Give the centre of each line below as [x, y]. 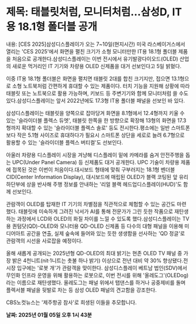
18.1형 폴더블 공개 [58, 27]
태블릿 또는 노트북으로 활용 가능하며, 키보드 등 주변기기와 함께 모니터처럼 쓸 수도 [97, 93]
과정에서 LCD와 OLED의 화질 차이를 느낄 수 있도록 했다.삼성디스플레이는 [99, 218]
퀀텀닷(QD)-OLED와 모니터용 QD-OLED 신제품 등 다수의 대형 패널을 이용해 [97, 226]
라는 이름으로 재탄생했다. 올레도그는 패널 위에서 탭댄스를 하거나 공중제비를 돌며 [96, 282]
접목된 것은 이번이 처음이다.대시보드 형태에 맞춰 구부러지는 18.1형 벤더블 [94, 169]
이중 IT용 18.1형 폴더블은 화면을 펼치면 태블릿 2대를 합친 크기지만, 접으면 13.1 [93, 78]
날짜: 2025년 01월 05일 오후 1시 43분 [49, 315]
